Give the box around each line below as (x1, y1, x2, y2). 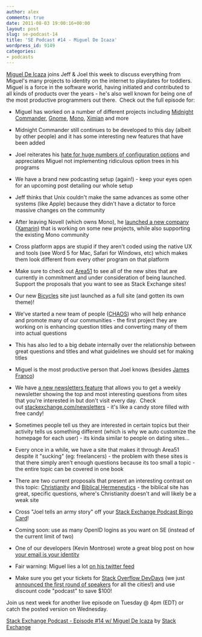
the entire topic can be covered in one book (14, 465, 124, 472)
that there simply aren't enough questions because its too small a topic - (14, 458, 195, 466)
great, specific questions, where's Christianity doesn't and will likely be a (14, 490, 197, 497)
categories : (6, 48, 36, 54)
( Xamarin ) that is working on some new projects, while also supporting (14, 225, 191, 232)
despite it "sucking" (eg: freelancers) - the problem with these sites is (14, 452, 188, 460)
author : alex (6, 8, 39, 15)
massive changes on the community (14, 206, 106, 214)
